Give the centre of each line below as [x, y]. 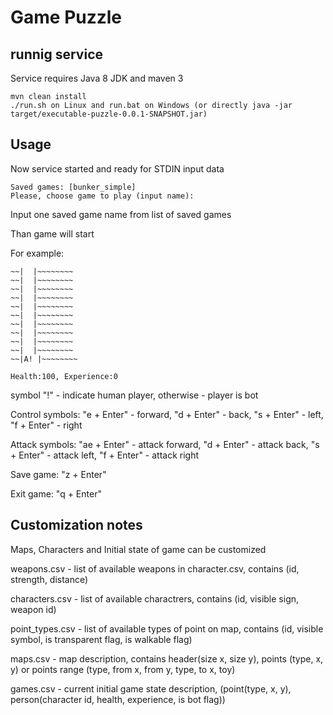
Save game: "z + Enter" [58, 474]
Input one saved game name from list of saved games [121, 214]
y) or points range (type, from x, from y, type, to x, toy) [123, 669]
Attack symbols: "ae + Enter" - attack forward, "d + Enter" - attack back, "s [165, 444]
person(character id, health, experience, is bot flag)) [118, 699]
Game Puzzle [66, 17]
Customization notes [76, 525]
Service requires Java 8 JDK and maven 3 [97, 78]
